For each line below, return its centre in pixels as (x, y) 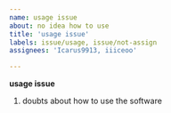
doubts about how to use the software (92, 101)
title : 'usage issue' (49, 34)
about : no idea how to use (59, 26)
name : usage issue (43, 17)
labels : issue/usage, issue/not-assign (83, 42)
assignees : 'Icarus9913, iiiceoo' (73, 51)
